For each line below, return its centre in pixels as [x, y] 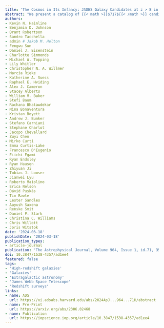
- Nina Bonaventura [25, 110]
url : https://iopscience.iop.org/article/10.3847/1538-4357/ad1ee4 [80, 318]
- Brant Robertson [24, 32]
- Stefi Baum [18, 101]
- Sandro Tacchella [25, 37]
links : [12, 291]
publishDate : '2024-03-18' [32, 236]
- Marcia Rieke [20, 73]
